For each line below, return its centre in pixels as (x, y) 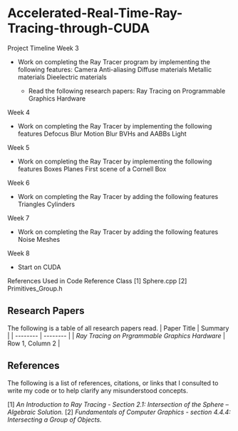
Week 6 (19, 183)
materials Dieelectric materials (62, 77)
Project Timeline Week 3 (43, 48)
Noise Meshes (39, 239)
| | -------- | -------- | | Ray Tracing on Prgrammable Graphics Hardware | (117, 335)
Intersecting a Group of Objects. (55, 420)
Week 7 (19, 218)
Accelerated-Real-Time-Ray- (95, 13)
